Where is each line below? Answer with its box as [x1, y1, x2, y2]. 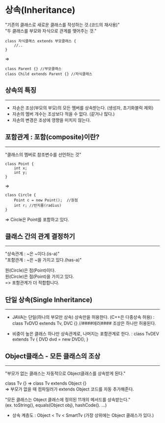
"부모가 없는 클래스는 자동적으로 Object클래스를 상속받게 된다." [5, 370, 126, 376]
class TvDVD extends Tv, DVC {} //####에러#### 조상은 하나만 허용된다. [12, 321, 156, 326]
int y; [14, 170, 27, 175]
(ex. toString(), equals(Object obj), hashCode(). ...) [5, 402, 107, 408]
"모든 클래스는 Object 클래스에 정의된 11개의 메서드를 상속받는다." [5, 397, 131, 402]
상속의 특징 [5, 86, 37, 95]
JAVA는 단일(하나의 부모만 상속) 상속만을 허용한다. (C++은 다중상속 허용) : [12, 314, 155, 320]
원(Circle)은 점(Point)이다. [5, 267, 56, 273]
